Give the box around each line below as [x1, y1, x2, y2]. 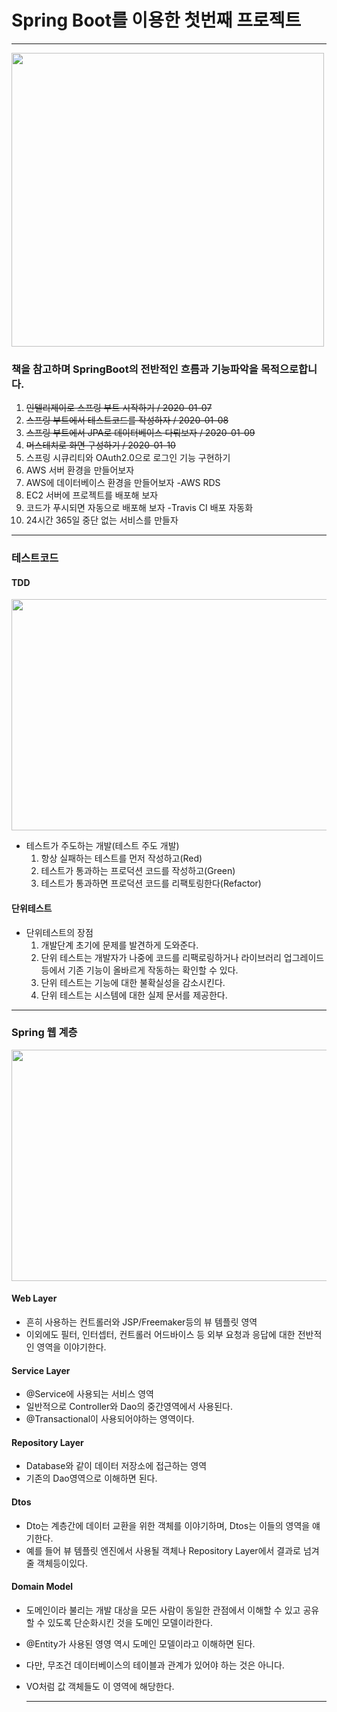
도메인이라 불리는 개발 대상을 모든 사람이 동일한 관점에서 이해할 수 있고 [25, 1604, 301, 1616]
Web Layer [11, 1292, 58, 1305]
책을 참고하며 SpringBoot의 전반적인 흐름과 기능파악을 [11, 362, 259, 376]
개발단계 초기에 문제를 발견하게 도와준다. [40, 939, 199, 951]
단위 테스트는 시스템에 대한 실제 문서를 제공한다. [40, 989, 228, 1001]
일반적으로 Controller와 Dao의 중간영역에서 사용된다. [25, 1401, 234, 1413]
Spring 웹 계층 [11, 1026, 78, 1040]
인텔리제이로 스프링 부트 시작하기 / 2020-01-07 [25, 402, 213, 414]
